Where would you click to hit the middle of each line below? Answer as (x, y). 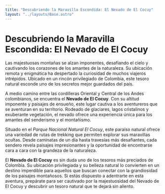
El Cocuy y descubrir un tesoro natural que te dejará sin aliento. (70, 187)
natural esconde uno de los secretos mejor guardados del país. (69, 84)
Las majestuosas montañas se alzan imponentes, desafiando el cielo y (77, 63)
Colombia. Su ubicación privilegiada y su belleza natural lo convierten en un (82, 165)
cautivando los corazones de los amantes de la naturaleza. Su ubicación (79, 68)
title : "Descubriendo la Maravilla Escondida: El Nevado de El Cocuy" (79, 10)
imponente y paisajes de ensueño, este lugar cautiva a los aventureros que (82, 104)
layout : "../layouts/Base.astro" (40, 14)
